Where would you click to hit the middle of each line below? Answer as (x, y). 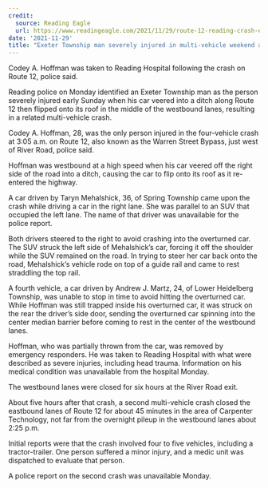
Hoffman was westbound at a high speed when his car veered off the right (130, 165)
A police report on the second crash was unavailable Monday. (110, 476)
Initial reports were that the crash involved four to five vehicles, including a (131, 443)
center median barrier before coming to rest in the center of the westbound (132, 322)
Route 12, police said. (43, 77)
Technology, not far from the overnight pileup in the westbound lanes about (132, 419)
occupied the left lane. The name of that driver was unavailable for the (124, 215)
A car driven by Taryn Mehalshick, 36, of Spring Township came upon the (129, 198)
